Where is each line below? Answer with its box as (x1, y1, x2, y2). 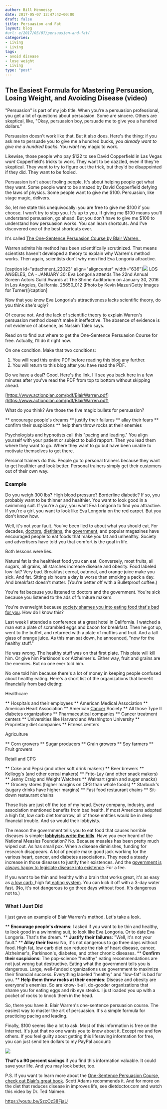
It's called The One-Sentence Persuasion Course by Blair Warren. (5, 235, 140, 241)
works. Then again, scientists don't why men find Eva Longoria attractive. (5, 255, 156, 261)
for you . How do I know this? (5, 609, 64, 615)
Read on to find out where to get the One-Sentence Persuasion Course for (5, 332, 158, 338)
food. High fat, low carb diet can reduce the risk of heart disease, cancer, (5, 945, 156, 951)
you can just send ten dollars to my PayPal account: (5, 1039, 112, 1045)
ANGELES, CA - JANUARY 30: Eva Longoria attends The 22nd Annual (5, 271, 148, 277)
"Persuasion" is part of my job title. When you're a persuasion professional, (5, 107, 160, 113)
